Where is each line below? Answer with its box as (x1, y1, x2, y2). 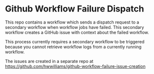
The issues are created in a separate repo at (5, 58, 94, 64)
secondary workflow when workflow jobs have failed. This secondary (5, 24, 144, 30)
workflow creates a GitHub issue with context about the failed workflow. (5, 29, 149, 35)
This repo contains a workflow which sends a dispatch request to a (5, 19, 139, 25)
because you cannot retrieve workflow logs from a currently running (5, 44, 142, 49)
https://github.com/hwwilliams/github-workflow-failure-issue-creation (5, 63, 146, 69)
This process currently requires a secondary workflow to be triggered (5, 38, 145, 44)
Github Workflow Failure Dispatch (5, 3, 144, 14)
